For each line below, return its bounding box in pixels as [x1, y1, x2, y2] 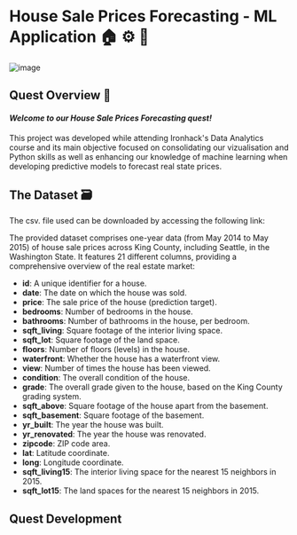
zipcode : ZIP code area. [21, 438, 111, 449]
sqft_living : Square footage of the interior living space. [21, 326, 223, 336]
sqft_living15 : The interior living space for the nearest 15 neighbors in [21, 467, 277, 477]
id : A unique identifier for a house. [21, 278, 147, 289]
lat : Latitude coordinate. [21, 448, 110, 459]
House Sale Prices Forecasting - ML [9, 6, 277, 27]
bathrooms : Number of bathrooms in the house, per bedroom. [21, 316, 250, 327]
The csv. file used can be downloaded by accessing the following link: [9, 216, 266, 226]
